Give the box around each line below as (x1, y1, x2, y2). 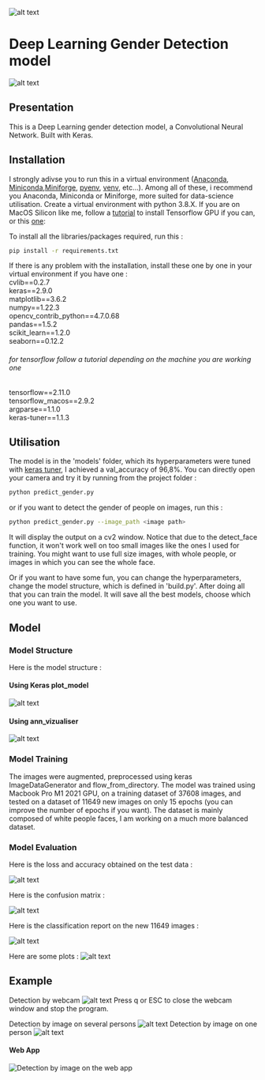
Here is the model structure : (9, 662, 102, 672)
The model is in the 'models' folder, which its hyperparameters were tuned (9, 457, 251, 466)
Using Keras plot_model (9, 680, 89, 691)
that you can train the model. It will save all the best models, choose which (9, 589, 251, 600)
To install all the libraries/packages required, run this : (9, 231, 184, 241)
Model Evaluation (9, 841, 77, 852)
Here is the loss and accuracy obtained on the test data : (9, 860, 193, 869)
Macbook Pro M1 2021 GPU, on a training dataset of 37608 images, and (9, 788, 241, 798)
